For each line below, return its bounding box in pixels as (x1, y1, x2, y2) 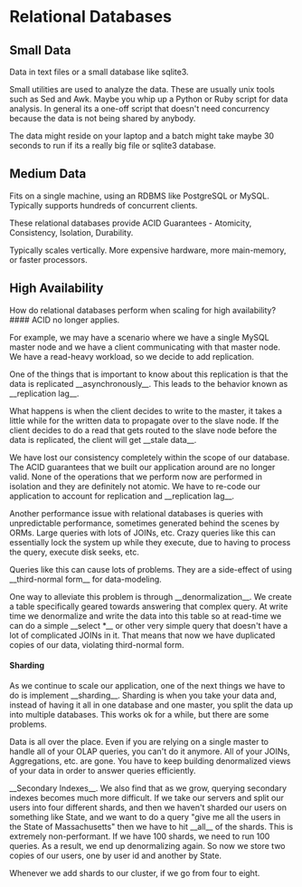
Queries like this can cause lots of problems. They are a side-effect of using (9, 564, 292, 574)
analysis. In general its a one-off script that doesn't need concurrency (9, 103, 270, 114)
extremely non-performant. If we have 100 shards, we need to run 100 (9, 831, 270, 842)
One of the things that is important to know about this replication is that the (9, 369, 288, 380)
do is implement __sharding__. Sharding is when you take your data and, (9, 689, 278, 700)
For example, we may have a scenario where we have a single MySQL (9, 332, 269, 342)
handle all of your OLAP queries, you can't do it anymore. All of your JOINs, (9, 746, 290, 757)
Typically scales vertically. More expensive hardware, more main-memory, (9, 245, 287, 255)
